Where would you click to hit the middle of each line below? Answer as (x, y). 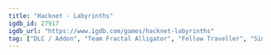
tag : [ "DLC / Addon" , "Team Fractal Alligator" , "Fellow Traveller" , (128, 38)
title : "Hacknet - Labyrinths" (61, 16)
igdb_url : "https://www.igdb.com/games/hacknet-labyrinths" (112, 31)
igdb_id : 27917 (34, 23)
